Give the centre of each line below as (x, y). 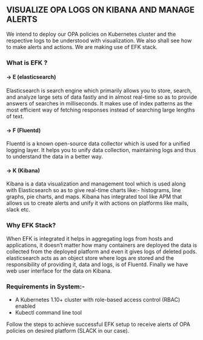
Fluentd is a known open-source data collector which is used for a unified (98, 144)
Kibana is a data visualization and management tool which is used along (96, 184)
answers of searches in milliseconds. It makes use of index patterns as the (99, 103)
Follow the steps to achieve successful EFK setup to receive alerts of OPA (98, 324)
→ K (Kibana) (23, 170)
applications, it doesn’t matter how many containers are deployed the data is (102, 245)
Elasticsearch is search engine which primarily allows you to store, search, (99, 90)
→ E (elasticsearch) (31, 77)
